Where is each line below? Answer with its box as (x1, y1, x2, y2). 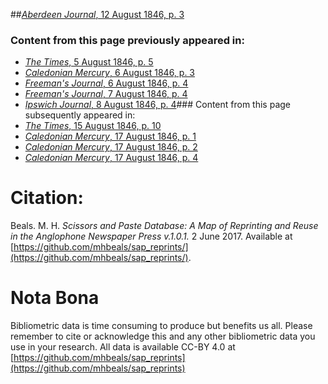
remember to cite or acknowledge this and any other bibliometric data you (10, 330, 316, 343)
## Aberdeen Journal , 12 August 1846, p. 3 (10, 9, 185, 20)
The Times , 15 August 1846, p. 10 (24, 120, 162, 132)
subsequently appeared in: (24, 109, 136, 121)
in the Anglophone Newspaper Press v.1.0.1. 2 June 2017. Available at (10, 230, 293, 243)
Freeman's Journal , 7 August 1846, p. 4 (24, 88, 188, 100)
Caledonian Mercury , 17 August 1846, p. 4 (24, 152, 199, 164)
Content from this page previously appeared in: (10, 33, 245, 47)
